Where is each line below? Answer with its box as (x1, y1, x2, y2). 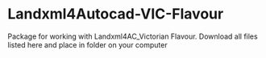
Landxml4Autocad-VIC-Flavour (7, 5, 224, 23)
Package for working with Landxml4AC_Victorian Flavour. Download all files (7, 31, 259, 41)
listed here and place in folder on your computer (7, 39, 168, 49)
